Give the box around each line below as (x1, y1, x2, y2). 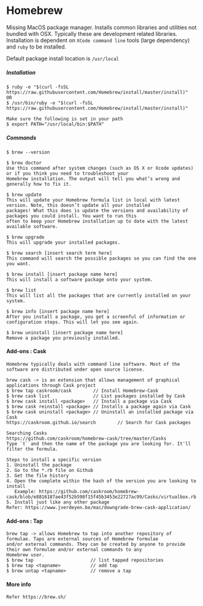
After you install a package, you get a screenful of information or (6, 314, 186, 320)
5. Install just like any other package (6, 499, 110, 505)
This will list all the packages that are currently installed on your (6, 292, 191, 298)
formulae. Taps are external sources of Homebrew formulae (6, 536, 159, 542)
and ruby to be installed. (6, 43, 67, 50)
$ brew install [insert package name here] (6, 271, 118, 277)
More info (6, 581, 32, 588)
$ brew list (6, 287, 36, 293)
